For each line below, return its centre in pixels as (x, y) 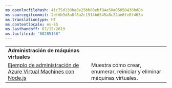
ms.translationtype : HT (31, 19)
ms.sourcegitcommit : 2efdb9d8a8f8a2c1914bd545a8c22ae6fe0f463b (74, 15)
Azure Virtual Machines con (41, 71)
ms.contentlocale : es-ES (32, 24)
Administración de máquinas (44, 50)
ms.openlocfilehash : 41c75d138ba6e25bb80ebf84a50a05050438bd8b (74, 10)
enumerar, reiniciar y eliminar (126, 71)
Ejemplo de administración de (44, 65)
